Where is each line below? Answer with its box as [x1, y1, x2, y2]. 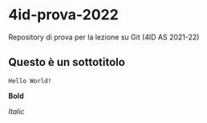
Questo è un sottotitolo [8, 55, 126, 69]
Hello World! [8, 76, 52, 85]
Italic [8, 106, 25, 116]
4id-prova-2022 [8, 6, 119, 24]
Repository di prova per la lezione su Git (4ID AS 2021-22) [8, 32, 200, 42]
